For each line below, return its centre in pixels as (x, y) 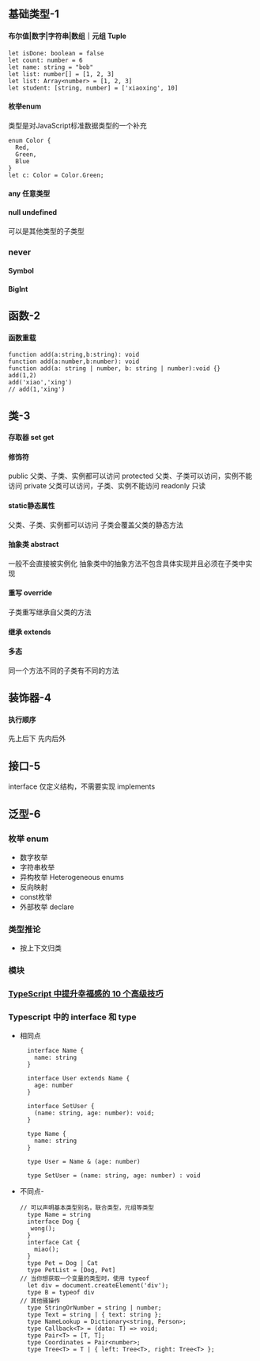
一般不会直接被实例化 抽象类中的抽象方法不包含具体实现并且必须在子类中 (127, 563)
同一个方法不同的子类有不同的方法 (64, 670)
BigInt (18, 289)
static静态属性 (32, 506)
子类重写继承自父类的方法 (50, 612)
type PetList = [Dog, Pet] (72, 1271)
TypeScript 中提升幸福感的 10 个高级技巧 (86, 994)
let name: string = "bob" (51, 67)
